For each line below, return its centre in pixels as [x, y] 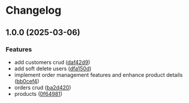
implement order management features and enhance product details [98, 74]
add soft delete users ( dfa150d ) [53, 68]
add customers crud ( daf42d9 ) [52, 62]
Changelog [33, 10]
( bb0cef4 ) [27, 81]
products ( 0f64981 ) [38, 93]
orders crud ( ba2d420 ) [42, 88]
